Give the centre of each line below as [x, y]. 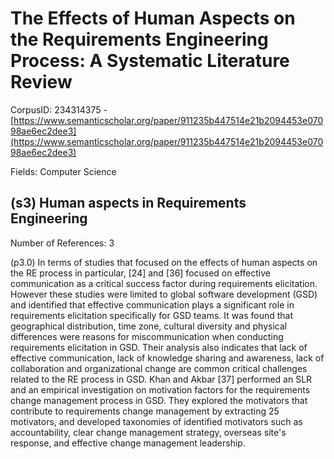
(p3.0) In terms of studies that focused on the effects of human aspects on [164, 262]
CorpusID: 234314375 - [59, 109]
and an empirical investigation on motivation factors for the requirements [160, 389]
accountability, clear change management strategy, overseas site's [148, 432]
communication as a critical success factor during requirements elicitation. [164, 283]
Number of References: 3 [62, 243]
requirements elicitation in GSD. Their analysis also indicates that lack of [159, 347]
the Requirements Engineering [139, 39]
